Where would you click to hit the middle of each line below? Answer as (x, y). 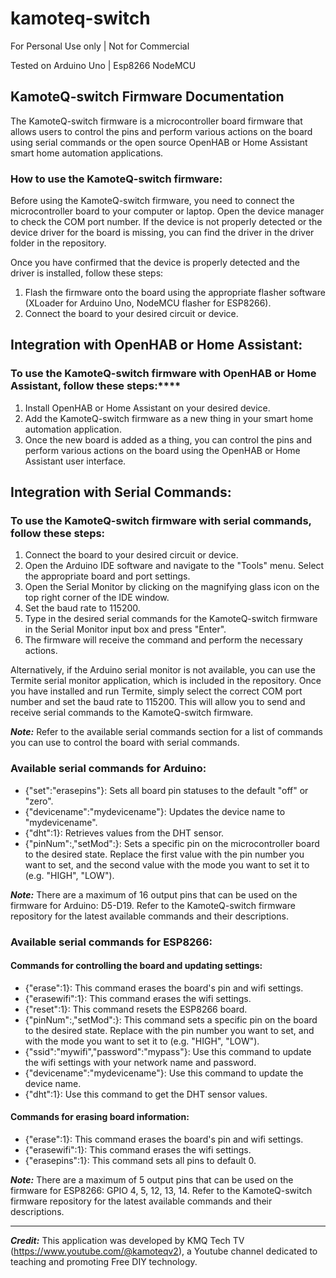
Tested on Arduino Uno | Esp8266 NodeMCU (103, 65)
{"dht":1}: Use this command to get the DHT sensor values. (146, 1094)
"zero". (39, 801)
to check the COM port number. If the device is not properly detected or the (166, 222)
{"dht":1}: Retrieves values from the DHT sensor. (124, 833)
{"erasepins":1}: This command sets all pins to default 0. (140, 1161)
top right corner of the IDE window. (97, 598)
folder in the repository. (58, 243)
